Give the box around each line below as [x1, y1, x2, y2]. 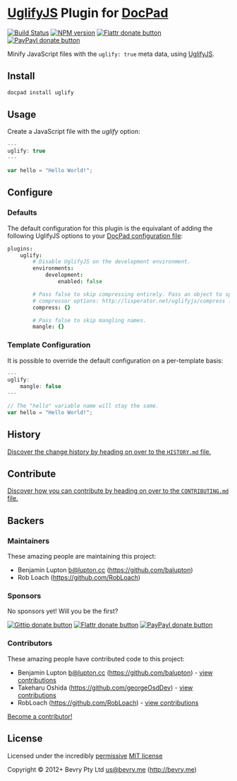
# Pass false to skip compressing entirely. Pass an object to [32, 290, 222, 298]
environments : [32, 265, 74, 272]
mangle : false [20, 383, 61, 390]
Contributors [7, 639, 53, 649]
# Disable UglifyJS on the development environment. [32, 258, 191, 266]
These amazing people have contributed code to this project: [7, 654, 185, 663]
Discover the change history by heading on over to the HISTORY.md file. [7, 447, 212, 456]
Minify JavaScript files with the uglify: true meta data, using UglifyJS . [7, 50, 215, 58]
